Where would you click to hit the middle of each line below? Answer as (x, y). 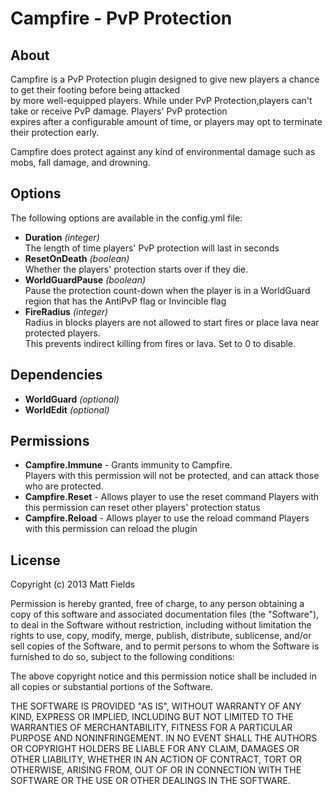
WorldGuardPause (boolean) (85, 279)
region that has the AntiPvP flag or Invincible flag (125, 301)
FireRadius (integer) (66, 311)
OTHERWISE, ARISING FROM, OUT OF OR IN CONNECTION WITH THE (156, 770)
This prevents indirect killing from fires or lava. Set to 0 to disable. (160, 343)
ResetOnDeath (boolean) (77, 258)
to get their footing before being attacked (95, 90)
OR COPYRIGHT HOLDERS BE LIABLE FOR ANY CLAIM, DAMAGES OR (155, 749)
